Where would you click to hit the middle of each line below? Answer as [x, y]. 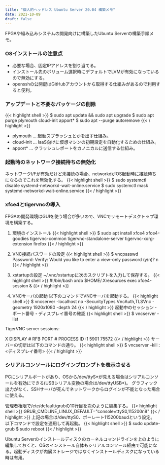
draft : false [18, 19]
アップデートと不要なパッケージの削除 [50, 104]
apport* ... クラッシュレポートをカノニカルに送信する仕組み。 [75, 148]
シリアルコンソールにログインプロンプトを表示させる [68, 365]
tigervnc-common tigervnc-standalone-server [77, 238]
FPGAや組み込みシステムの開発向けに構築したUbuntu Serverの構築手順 [77, 34]
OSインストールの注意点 [34, 54]
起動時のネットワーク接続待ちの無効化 [50, 162]
